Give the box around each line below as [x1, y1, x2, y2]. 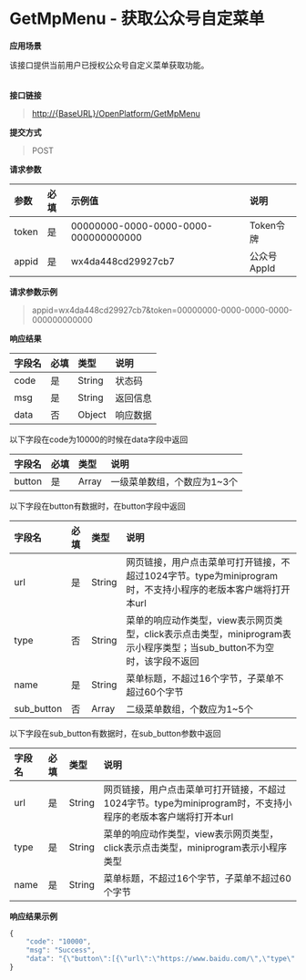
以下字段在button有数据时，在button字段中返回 [9, 500, 187, 511]
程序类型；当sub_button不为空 [144, 641, 275, 654]
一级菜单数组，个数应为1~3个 [110, 475, 239, 488]
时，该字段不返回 [126, 655, 199, 667]
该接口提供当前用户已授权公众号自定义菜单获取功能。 [9, 59, 209, 70]
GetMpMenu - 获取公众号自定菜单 [9, 8, 265, 29]
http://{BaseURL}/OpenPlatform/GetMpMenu [31, 108, 200, 119]
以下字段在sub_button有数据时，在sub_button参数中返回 [9, 727, 221, 738]
